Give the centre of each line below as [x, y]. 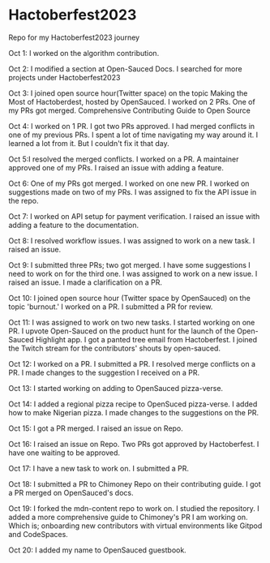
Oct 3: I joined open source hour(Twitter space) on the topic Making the [128, 93]
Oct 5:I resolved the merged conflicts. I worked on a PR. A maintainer [124, 159]
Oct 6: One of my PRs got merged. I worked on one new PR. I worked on [129, 183]
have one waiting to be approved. [64, 453]
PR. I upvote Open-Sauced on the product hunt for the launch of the [122, 331]
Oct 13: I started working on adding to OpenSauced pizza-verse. [116, 388]
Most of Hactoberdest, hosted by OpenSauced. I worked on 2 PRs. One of [132, 101]
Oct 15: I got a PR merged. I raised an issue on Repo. [96, 428]
